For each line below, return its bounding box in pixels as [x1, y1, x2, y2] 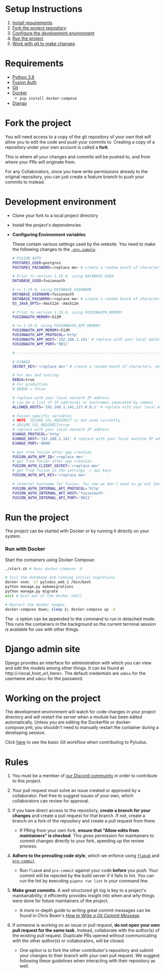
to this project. [12, 778, 42, 784]
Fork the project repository [12, 25, 67, 30]
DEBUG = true [12, 377, 35, 382]
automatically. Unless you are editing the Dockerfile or [5, 719, 115, 725]
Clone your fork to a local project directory [12, 213, 99, 218]
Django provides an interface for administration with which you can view [5, 660, 152, 666]
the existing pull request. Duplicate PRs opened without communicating [12, 933, 157, 939]
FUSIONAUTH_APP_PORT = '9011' [12, 341, 70, 346]
